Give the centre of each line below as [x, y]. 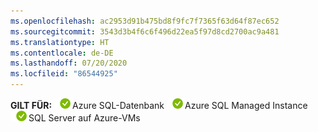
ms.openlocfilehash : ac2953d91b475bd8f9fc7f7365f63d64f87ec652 [145, 21]
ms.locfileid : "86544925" [64, 74]
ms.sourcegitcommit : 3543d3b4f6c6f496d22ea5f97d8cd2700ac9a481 [145, 31]
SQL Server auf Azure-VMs [84, 118]
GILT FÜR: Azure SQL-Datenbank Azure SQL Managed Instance [159, 105]
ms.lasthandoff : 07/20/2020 [69, 63]
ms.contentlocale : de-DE [62, 53]
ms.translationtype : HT [60, 42]
